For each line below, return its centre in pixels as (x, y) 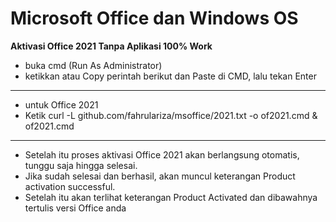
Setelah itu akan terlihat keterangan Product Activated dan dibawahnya (171, 197)
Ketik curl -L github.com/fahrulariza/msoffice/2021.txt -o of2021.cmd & (171, 115)
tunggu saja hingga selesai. (81, 165)
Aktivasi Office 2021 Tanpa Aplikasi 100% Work (111, 46)
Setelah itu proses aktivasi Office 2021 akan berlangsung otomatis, (162, 154)
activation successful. (70, 186)
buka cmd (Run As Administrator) (93, 65)
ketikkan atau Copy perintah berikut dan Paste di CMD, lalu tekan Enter (170, 76)
